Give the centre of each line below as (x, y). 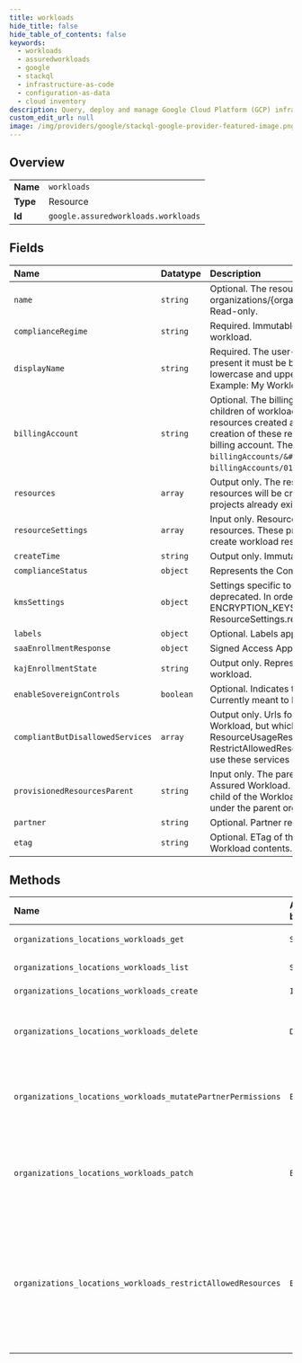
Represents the (242, 570)
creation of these (246, 433)
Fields (27, 248)
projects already (244, 504)
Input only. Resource (253, 519)
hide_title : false (44, 26)
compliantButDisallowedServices (83, 737)
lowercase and (241, 374)
